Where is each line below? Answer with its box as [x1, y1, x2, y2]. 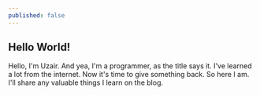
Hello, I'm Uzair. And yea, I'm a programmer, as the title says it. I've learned [8, 61, 252, 71]
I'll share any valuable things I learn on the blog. [8, 78, 164, 87]
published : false [8, 11, 65, 20]
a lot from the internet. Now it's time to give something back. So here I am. [8, 70, 250, 79]
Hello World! [8, 41, 71, 54]
